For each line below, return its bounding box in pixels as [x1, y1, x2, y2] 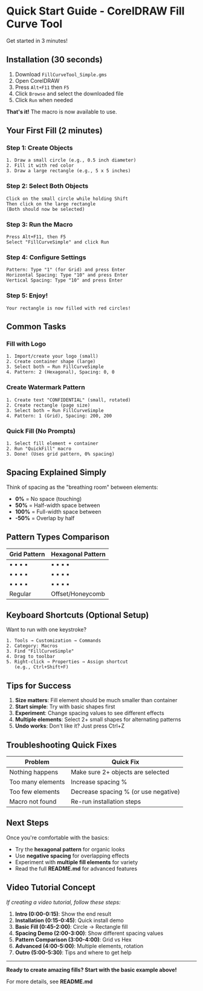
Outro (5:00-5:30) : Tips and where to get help [14, 949, 132, 956]
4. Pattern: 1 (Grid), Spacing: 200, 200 [6, 413, 112, 419]
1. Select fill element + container [6, 440, 98, 447]
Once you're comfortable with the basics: [6, 834, 109, 841]
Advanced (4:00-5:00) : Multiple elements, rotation [14, 942, 144, 949]
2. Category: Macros [6, 643, 59, 649]
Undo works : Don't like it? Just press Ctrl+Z [14, 722, 125, 729]
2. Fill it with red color [6, 163, 74, 169]
